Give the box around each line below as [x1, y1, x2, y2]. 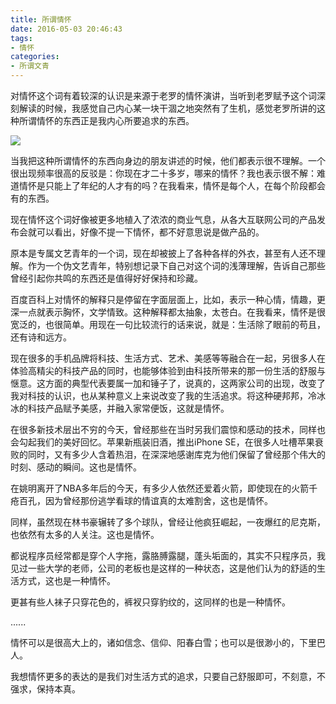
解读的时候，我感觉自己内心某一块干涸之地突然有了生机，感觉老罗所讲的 [18, 102, 317, 114]
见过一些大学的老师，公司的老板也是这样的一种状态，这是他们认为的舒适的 [10, 562, 317, 574]
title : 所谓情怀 [10, 14, 72, 25]
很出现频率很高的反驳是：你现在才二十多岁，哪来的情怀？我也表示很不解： [10, 167, 317, 179]
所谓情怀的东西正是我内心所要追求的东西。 [18, 115, 195, 126]
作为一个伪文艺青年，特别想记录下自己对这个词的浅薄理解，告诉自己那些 [27, 260, 326, 271]
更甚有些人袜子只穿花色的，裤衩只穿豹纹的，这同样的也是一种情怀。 [10, 596, 291, 608]
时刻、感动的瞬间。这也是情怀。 [10, 461, 142, 473]
